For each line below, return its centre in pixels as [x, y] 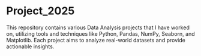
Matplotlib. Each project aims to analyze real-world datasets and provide [96, 40]
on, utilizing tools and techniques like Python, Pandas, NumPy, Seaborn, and [100, 33]
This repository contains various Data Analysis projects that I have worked [98, 27]
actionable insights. [30, 46]
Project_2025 [40, 11]
